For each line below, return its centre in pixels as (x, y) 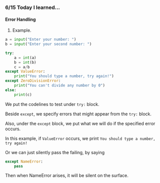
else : (11, 90)
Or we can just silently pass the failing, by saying (55, 152)
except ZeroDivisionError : (33, 81)
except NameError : (24, 161)
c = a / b (22, 67)
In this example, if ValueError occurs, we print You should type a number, (80, 138)
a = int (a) (25, 58)
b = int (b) (25, 62)
